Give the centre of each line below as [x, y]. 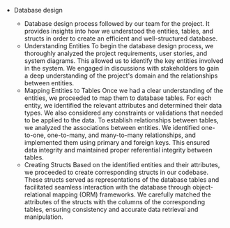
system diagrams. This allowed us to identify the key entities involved [124, 61]
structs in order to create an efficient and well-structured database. [121, 38]
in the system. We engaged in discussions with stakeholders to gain [122, 68]
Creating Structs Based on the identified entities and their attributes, [122, 165]
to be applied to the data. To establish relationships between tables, [121, 120]
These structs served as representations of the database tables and [122, 180]
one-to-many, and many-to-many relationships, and [122, 135]
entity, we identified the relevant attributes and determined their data [123, 105]
